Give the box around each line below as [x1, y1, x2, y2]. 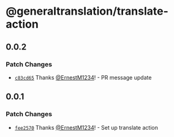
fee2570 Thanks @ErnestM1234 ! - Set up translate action [14, 124, 159, 131]
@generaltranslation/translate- [6, 4, 169, 18]
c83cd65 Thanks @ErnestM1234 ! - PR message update [14, 73, 152, 81]
